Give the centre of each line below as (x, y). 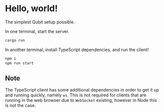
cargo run (15, 40)
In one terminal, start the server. (37, 31)
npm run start (20, 63)
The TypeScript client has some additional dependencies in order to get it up (82, 90)
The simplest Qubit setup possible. (40, 22)
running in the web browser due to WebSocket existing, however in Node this (81, 100)
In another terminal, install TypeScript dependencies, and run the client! (77, 50)
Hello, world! (31, 9)
